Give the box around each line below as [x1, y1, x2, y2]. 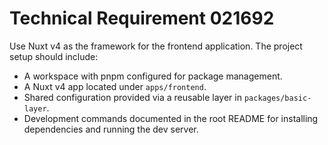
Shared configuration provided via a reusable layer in [23, 91, 242, 103]
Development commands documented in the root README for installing [23, 112, 319, 124]
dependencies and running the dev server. [23, 123, 199, 135]
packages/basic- [243, 93, 312, 103]
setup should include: [9, 50, 99, 62]
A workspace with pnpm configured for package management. [23, 70, 283, 82]
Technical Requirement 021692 [9, 7, 275, 30]
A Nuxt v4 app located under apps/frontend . [23, 80, 207, 92]
